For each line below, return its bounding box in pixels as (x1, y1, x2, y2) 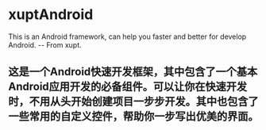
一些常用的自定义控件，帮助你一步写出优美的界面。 (8, 109, 259, 124)
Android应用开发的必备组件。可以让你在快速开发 (8, 80, 248, 94)
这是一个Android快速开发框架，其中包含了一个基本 (8, 65, 258, 78)
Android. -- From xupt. (8, 40, 82, 49)
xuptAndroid (8, 6, 94, 24)
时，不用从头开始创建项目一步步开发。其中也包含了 (8, 95, 259, 109)
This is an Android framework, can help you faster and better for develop (8, 32, 247, 41)
